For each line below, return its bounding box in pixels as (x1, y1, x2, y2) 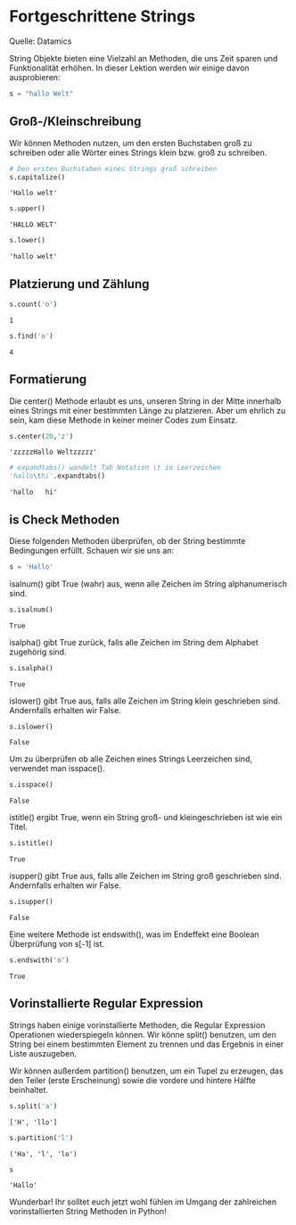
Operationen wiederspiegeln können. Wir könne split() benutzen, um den (9, 1029, 276, 1040)
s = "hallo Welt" (9, 89, 74, 98)
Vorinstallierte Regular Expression (9, 996, 203, 1011)
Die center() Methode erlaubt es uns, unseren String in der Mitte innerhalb (9, 395, 282, 407)
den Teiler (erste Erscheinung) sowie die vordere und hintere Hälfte (9, 1074, 257, 1085)
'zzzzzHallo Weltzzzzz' (9, 448, 98, 456)
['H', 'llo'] (9, 1117, 58, 1127)
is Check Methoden (9, 512, 120, 527)
